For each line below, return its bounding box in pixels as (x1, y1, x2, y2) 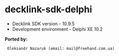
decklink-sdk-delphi (5, 4, 92, 15)
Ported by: (5, 36, 28, 42)
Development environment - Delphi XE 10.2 (12, 26, 103, 32)
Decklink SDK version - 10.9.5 (12, 21, 75, 27)
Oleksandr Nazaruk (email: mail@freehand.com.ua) (7, 46, 115, 51)
